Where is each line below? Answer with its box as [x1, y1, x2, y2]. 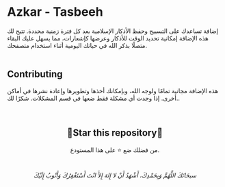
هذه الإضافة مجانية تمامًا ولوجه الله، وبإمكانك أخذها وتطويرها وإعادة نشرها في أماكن [7, 86, 219, 95]
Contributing [7, 68, 63, 80]
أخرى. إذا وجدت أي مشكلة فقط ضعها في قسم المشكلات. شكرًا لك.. [7, 94, 180, 102]
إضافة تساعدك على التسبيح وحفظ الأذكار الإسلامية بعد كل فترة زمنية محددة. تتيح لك [7, 27, 219, 35]
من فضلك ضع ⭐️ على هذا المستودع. [70, 145, 160, 154]
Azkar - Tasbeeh [7, 4, 104, 20]
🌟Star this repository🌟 [66, 127, 163, 139]
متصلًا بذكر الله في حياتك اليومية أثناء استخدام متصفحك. [7, 41, 148, 49]
